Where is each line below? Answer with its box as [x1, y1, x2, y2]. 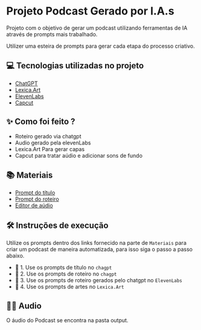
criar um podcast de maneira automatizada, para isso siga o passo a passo [6, 246, 193, 253]
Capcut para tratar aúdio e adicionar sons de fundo [14, 152, 143, 159]
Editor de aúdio [14, 202, 53, 209]
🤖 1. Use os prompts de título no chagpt [14, 264, 112, 271]
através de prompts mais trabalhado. [6, 30, 98, 37]
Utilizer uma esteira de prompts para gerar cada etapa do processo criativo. [6, 42, 195, 50]
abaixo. [6, 252, 25, 259]
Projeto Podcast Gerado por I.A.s [6, 4, 174, 18]
